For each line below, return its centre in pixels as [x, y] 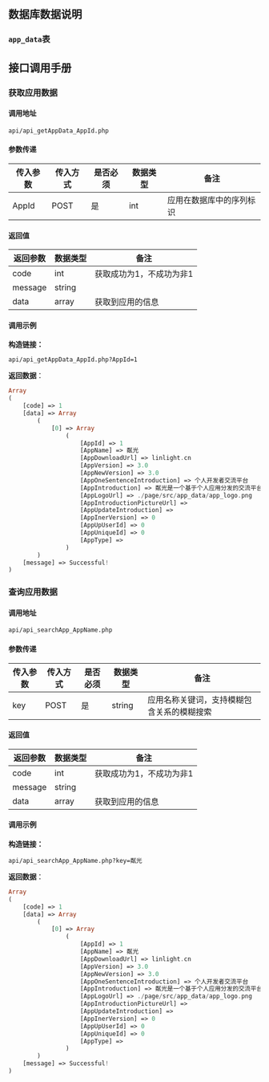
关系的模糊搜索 [184, 711]
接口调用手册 [40, 68]
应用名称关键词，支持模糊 [196, 699]
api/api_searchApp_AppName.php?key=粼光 [75, 861]
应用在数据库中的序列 [207, 201]
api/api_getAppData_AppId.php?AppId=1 [73, 360]
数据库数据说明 [45, 14]
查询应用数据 [33, 592]
